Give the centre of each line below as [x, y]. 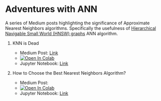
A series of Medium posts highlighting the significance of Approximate [78, 23]
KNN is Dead [25, 43]
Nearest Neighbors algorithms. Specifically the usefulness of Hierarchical [80, 28]
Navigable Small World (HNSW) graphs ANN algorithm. [62, 33]
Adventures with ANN [51, 9]
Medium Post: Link [39, 53]
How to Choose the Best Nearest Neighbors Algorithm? [69, 73]
